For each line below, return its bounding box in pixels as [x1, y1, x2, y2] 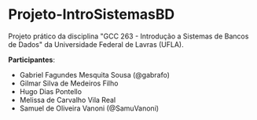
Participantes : [8, 55, 55, 64]
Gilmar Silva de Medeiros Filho [19, 78, 119, 88]
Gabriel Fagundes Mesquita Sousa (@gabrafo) [19, 70, 171, 79]
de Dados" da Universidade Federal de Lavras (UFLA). [8, 39, 184, 49]
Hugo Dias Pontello [19, 86, 83, 96]
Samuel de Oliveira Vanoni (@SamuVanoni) [19, 104, 160, 113]
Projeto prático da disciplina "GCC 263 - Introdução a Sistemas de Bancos [8, 31, 249, 41]
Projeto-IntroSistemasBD [8, 5, 175, 24]
